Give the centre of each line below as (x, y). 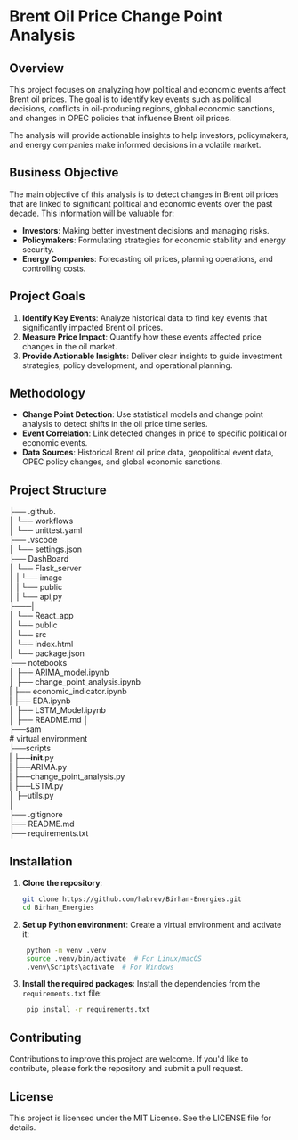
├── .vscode (33, 540)
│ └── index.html (41, 644)
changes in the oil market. (69, 346)
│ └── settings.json (46, 549)
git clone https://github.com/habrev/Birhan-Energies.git (132, 899)
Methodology (48, 394)
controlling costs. (54, 268)
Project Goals (48, 296)
